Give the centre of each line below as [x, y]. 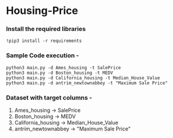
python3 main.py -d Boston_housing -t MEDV [60, 73]
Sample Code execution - [43, 55]
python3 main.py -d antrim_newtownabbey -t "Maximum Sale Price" [87, 83]
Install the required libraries [46, 29]
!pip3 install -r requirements [44, 41]
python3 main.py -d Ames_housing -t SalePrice [63, 68]
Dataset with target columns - [49, 97]
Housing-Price [42, 11]
